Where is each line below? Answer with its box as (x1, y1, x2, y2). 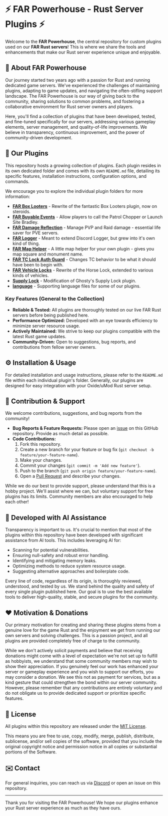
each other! (5, 499, 29, 505)
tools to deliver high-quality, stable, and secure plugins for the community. (5, 594, 158, 600)
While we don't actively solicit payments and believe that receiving (5, 648, 142, 654)
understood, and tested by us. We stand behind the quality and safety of (5, 584, 154, 590)
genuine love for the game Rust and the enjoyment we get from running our (5, 627, 160, 633)
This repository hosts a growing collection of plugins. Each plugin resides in (5, 162, 161, 168)
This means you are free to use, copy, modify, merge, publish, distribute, (5, 733, 155, 739)
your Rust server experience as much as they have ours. (5, 804, 121, 811)
